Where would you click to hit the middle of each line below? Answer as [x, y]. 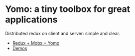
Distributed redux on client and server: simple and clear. [63, 33]
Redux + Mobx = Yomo [36, 43]
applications [31, 20]
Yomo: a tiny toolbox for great [68, 9]
